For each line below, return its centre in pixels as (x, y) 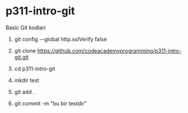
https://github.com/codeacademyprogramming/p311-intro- (110, 51)
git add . (25, 91)
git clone (25, 51)
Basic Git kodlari (26, 28)
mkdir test (27, 80)
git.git (21, 57)
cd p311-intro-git (35, 68)
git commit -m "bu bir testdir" (51, 103)
